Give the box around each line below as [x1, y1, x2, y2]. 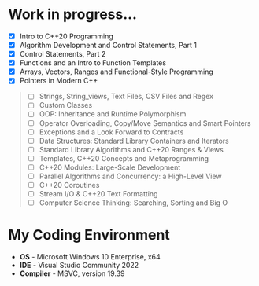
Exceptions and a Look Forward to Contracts [39, 127, 184, 137]
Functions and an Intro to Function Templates [19, 58, 167, 68]
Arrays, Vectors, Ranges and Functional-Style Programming [19, 67, 214, 76]
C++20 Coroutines [39, 180, 100, 189]
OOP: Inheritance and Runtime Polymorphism [39, 109, 187, 119]
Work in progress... [8, 5, 138, 24]
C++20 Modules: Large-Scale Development [39, 163, 181, 172]
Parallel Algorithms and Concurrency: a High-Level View [39, 171, 222, 181]
